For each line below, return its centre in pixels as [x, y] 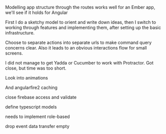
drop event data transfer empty [37, 126]
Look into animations [27, 78]
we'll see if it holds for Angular [36, 12]
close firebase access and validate [41, 97]
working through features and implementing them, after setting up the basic [83, 27]
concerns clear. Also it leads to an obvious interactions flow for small [76, 48]
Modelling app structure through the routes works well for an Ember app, [80, 7]
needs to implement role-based [37, 116]
